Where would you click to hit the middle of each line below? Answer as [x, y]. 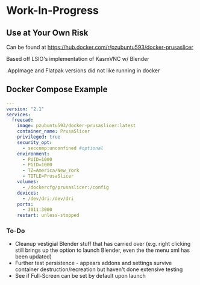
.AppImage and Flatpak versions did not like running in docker [83, 70]
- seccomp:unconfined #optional [63, 148]
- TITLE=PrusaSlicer [48, 176]
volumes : [28, 182]
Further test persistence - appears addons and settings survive [93, 263]
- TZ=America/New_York [51, 171]
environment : [33, 154]
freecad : [23, 120]
